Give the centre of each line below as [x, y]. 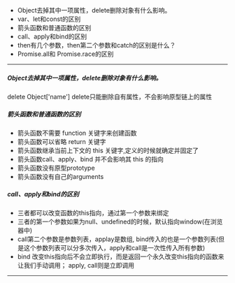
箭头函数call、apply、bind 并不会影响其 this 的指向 [91, 159]
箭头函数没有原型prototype [56, 168]
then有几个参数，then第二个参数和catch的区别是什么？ [97, 45]
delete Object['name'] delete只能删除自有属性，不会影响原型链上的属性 [110, 96]
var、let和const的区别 [49, 19]
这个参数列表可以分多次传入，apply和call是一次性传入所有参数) [114, 247]
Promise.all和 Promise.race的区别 [65, 54]
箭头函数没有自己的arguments [60, 176]
